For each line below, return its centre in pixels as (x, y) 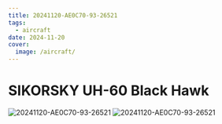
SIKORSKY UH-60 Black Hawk (109, 91)
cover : (19, 45)
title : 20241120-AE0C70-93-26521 (63, 15)
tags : (17, 23)
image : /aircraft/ (46, 52)
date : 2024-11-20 (37, 37)
